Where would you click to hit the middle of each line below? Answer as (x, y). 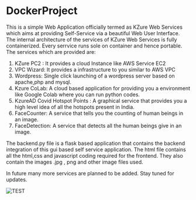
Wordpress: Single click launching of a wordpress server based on (95, 76)
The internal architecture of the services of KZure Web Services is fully (92, 39)
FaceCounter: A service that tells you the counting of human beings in (99, 113)
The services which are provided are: (51, 52)
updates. (17, 179)
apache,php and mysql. (43, 82)
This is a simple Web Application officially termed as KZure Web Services (94, 27)
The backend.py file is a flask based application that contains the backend (96, 143)
